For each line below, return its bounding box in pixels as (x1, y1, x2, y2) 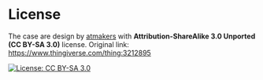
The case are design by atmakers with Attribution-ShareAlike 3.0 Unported (8, 31, 256, 41)
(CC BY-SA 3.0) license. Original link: (8, 39, 130, 49)
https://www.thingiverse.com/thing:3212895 (8, 48, 151, 57)
